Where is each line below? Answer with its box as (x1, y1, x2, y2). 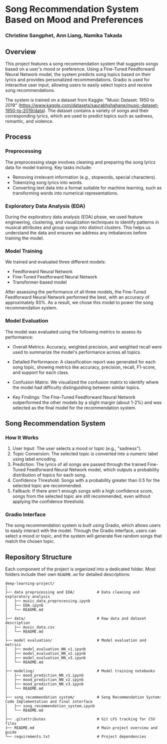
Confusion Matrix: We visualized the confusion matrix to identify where (12, 379, 159, 385)
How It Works (5, 434, 39, 441)
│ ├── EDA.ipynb (5, 603, 43, 608)
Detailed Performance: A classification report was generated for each (12, 358, 156, 364)
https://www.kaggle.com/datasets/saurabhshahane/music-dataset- (19, 102, 159, 108)
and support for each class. (12, 369, 69, 375)
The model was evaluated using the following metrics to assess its (5, 328, 142, 334)
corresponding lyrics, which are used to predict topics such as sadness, (5, 112, 153, 118)
